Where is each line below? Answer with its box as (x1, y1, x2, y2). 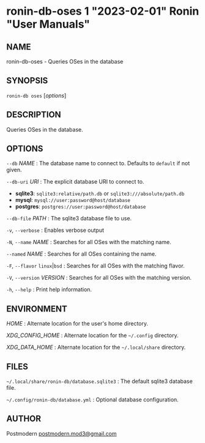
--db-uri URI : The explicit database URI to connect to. (6, 178, 144, 185)
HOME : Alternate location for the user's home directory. (6, 320, 149, 327)
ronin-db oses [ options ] (6, 92, 67, 99)
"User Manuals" (6, 17, 91, 31)
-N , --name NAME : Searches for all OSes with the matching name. (6, 239, 171, 246)
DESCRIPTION (6, 110, 61, 120)
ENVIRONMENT (6, 303, 67, 314)
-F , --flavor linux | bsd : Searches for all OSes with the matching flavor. (6, 262, 185, 270)
